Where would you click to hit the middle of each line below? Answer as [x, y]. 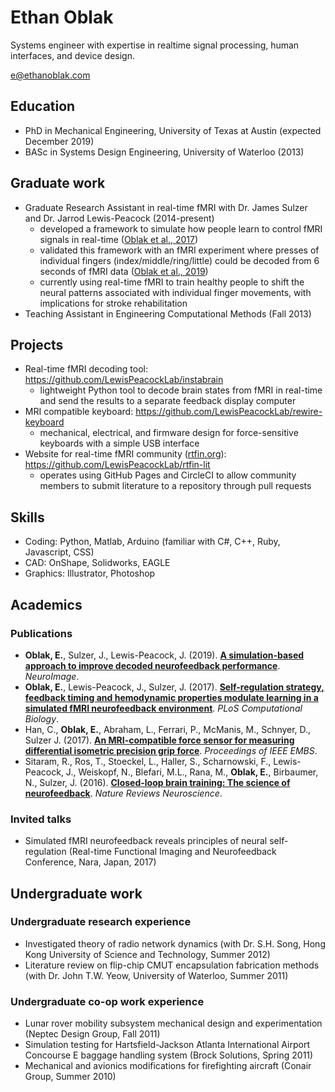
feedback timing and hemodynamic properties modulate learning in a [171, 697]
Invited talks [41, 819]
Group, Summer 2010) [70, 1077]
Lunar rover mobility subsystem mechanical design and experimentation [173, 1023]
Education [43, 106]
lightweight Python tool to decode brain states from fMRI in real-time [181, 390]
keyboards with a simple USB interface [119, 443]
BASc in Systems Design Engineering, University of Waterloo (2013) [164, 152]
